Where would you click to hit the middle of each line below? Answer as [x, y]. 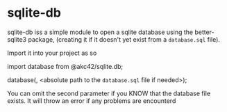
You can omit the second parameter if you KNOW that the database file [109, 93]
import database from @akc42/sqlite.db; [65, 66]
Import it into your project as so [52, 53]
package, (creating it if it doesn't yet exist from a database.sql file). [124, 39]
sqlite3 [17, 39]
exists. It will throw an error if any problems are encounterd [92, 101]
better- [204, 32]
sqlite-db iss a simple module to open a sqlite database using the [100, 32]
